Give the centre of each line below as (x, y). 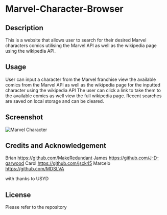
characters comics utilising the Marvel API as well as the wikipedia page (81, 46)
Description (24, 28)
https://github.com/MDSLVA (35, 169)
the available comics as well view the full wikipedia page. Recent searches (83, 96)
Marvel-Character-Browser (64, 9)
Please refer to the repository (36, 207)
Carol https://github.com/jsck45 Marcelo (68, 163)
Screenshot (24, 117)
